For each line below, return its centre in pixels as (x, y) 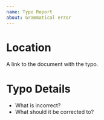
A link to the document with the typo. (52, 64)
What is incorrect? (38, 105)
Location (29, 48)
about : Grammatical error (39, 18)
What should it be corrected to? (54, 112)
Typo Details (38, 89)
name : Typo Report (29, 12)
